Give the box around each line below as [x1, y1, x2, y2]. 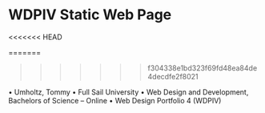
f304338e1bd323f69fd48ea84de [147, 63, 258, 73]
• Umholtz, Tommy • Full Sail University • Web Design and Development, [8, 87, 249, 97]
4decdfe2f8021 [147, 71, 199, 81]
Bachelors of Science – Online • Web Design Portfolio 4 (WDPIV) [8, 95, 222, 105]
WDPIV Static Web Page [8, 6, 172, 24]
